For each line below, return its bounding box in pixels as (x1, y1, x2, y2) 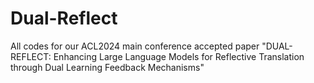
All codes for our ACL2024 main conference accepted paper (10, 40, 260, 52)
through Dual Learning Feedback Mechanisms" (10, 61, 205, 73)
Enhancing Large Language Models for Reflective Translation (53, 50, 305, 62)
